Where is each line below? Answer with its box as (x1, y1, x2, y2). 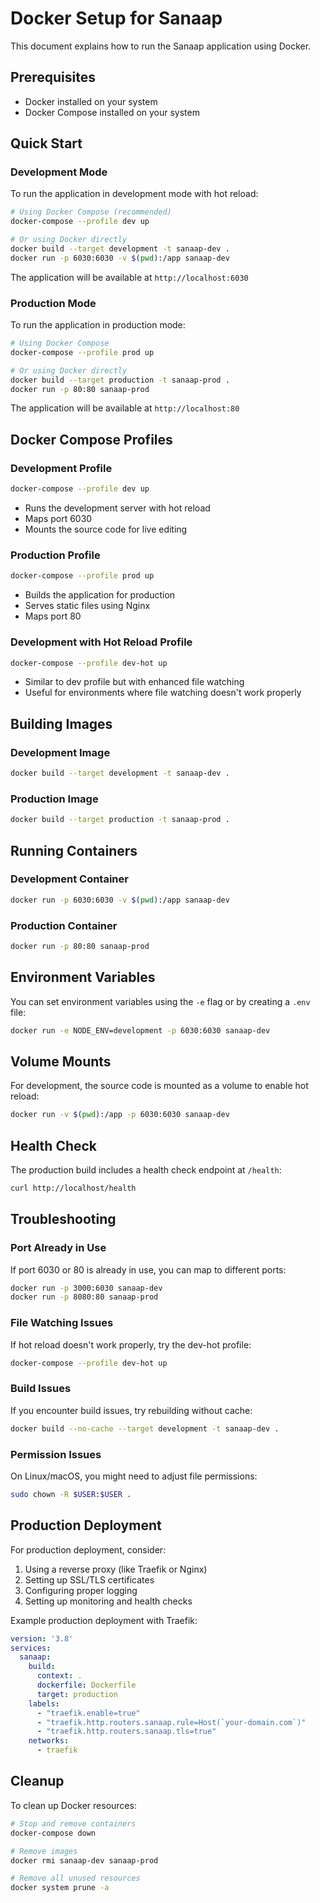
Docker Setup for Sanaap (10, 7, 223, 30)
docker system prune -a (10, 1883, 110, 1893)
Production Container (10, 918, 118, 932)
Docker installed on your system (24, 95, 158, 107)
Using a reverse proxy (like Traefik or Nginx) (24, 1563, 208, 1575)
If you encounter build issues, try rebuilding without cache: (10, 1404, 253, 1416)
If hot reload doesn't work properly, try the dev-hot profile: (10, 1338, 252, 1351)
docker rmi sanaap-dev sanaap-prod (10, 1855, 159, 1866)
